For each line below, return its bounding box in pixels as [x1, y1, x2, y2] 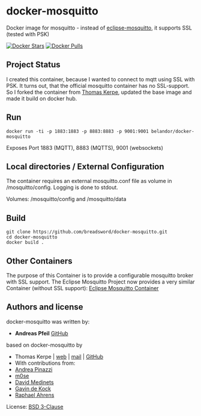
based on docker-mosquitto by [6, 341, 83, 349]
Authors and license [6, 302, 83, 312]
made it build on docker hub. [6, 95, 77, 102]
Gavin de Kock [14, 385, 51, 392]
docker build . [6, 240, 44, 246]
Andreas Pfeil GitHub [14, 329, 68, 337]
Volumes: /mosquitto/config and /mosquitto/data [6, 196, 127, 203]
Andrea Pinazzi [14, 365, 53, 373]
